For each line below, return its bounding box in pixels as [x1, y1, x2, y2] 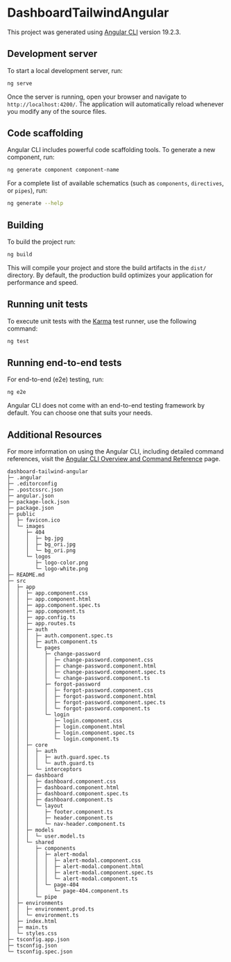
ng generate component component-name [7, 167, 119, 174]
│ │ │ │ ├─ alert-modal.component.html [7, 863, 144, 870]
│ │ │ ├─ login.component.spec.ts [7, 729, 135, 737]
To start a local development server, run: [7, 66, 123, 74]
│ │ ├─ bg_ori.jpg [7, 541, 76, 548]
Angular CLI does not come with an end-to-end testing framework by [7, 401, 205, 410]
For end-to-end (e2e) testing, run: [7, 375, 104, 383]
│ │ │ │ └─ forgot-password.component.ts [7, 705, 151, 713]
